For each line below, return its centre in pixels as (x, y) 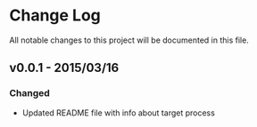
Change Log (55, 16)
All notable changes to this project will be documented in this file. (129, 40)
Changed (30, 93)
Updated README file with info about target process (119, 113)
